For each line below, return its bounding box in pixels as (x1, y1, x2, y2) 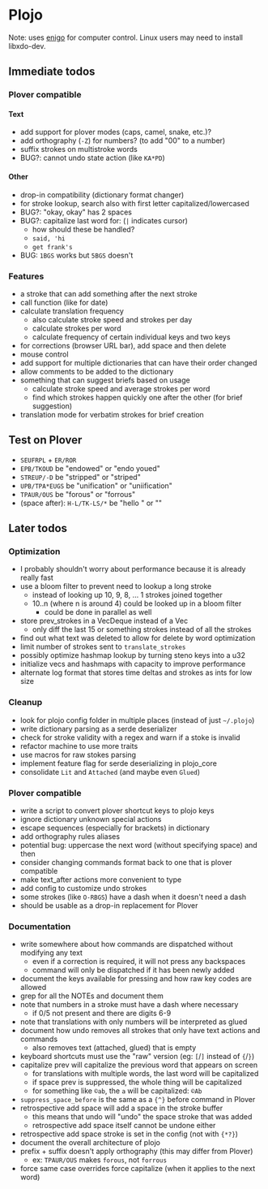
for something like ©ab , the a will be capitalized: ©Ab (32, 1086, 202, 1096)
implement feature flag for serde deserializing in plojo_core (19, 758, 217, 768)
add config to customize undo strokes (19, 884, 147, 893)
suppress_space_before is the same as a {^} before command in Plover (19, 1095, 256, 1105)
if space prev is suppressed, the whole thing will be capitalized (32, 1078, 243, 1087)
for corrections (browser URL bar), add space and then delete (19, 340, 227, 350)
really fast (19, 573, 54, 582)
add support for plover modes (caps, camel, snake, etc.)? (19, 128, 212, 137)
